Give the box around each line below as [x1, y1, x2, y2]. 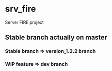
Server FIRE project [5, 19, 44, 25]
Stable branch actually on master [5, 33, 108, 42]
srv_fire [5, 3, 36, 14]
